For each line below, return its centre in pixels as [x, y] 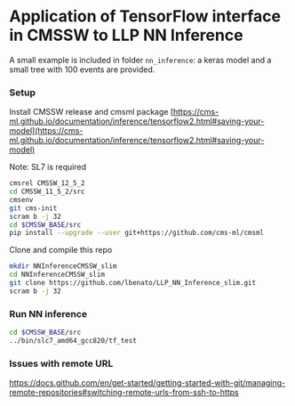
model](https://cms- [46, 131]
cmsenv [21, 199]
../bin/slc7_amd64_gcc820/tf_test [73, 341]
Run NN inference [48, 313]
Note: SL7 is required [48, 167]
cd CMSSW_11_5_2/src [48, 192]
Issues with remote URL [61, 363]
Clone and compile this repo [61, 250]
